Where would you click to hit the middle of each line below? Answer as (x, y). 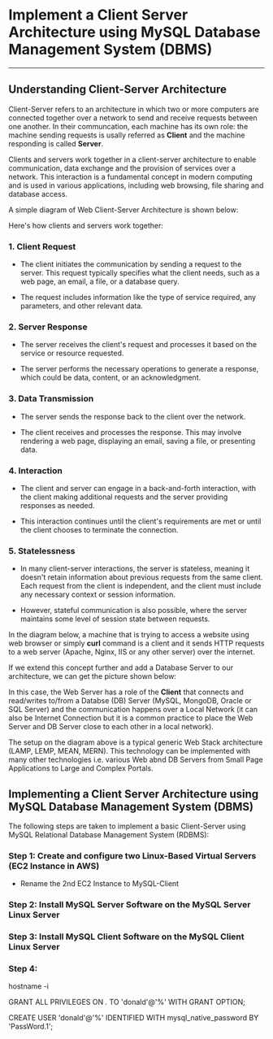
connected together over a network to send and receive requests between (133, 117)
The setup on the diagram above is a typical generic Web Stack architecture (136, 742)
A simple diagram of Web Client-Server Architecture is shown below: (123, 210)
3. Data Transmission (51, 398)
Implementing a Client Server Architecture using (134, 794)
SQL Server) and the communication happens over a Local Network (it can (133, 710)
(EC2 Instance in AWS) (54, 866)
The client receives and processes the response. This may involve (131, 432)
